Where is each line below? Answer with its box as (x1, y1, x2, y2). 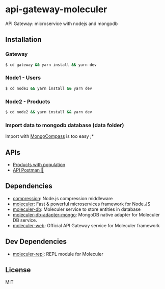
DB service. (12, 217, 37, 223)
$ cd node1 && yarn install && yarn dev (5, 86, 93, 91)
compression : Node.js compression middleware (12, 195, 113, 201)
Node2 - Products (5, 98, 50, 105)
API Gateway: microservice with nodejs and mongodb (5, 20, 118, 27)
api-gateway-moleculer (5, 4, 107, 15)
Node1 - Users (5, 74, 41, 81)
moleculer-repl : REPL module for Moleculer (12, 251, 103, 257)
